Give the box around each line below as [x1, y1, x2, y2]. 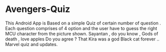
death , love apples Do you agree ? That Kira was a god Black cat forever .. [5, 36, 159, 42]
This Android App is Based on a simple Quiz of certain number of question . [5, 20, 161, 26]
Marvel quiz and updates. [5, 41, 58, 47]
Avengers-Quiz [5, 3, 70, 15]
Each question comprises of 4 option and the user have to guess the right [5, 25, 157, 31]
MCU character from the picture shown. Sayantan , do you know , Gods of [5, 30, 158, 36]
